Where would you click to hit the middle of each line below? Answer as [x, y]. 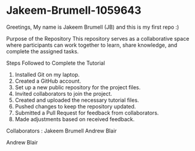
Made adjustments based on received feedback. [75, 119]
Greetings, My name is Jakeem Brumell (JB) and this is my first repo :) [93, 27]
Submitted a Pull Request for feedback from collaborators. [87, 113]
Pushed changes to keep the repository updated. [75, 106]
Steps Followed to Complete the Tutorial [55, 63]
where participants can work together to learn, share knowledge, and [92, 45]
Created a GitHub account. [48, 81]
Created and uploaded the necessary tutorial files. [77, 100]
